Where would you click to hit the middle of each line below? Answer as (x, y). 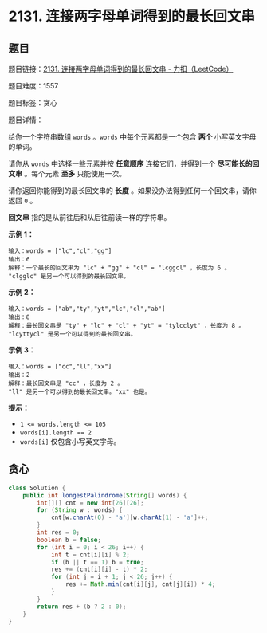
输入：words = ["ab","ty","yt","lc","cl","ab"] (87, 309)
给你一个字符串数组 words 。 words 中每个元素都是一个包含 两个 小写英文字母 (132, 137)
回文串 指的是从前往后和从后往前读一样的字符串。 (90, 217)
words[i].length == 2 (55, 433)
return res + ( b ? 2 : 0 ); (82, 607)
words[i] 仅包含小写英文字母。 (70, 442)
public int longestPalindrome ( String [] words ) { (105, 495)
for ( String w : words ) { (80, 510)
